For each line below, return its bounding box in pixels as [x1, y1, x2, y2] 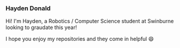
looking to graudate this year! [5, 24, 78, 31]
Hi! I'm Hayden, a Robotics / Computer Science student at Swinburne [5, 18, 174, 25]
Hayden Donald [5, 4, 51, 12]
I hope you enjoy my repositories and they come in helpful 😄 [5, 36, 155, 43]
